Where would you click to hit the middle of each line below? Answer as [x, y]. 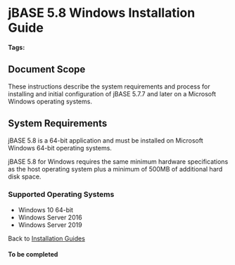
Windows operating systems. [50, 101]
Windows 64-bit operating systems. [60, 148]
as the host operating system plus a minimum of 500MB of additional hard [115, 169]
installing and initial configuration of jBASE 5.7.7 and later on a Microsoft [112, 93]
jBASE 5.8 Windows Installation [102, 13]
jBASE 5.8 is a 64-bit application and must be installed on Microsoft [106, 140]
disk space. [25, 176]
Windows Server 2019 [50, 225]
